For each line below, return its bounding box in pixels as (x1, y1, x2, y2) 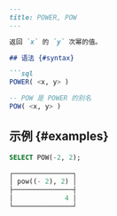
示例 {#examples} (9, 129, 109, 144)
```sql (9, 69, 34, 78)
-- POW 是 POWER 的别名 (9, 94, 91, 103)
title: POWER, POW (9, 12, 77, 22)
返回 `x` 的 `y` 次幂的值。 (9, 37, 102, 46)
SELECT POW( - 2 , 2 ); (9, 153, 82, 162)
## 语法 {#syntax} (9, 53, 74, 62)
